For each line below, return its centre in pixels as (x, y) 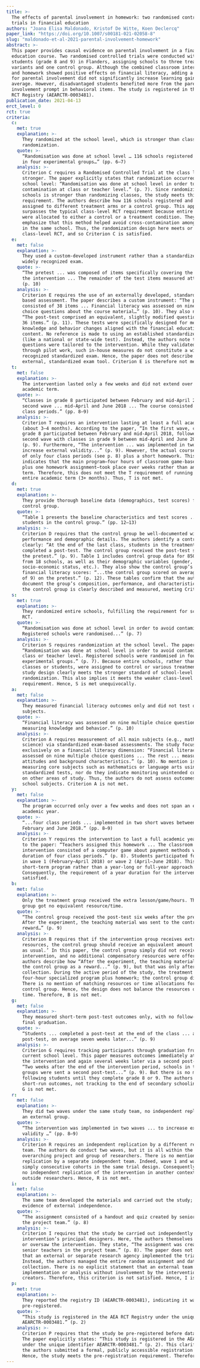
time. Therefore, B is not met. (62, 995)
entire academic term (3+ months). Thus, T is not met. (93, 479)
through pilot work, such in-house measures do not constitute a (104, 351)
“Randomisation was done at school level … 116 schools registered (107, 156)
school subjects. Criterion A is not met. (75, 784)
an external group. (46, 1117)
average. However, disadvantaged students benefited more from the (97, 84)
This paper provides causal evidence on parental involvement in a (97, 51)
